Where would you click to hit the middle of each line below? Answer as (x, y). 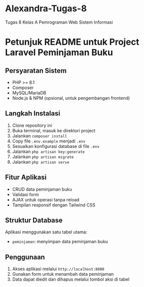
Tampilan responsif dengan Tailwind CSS (54, 205)
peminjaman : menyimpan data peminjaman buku (60, 242)
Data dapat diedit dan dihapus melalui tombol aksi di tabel (71, 279)
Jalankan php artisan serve (41, 162)
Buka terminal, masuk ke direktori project (54, 130)
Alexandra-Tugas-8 (46, 9)
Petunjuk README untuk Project (72, 42)
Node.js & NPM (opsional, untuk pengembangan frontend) (71, 98)
